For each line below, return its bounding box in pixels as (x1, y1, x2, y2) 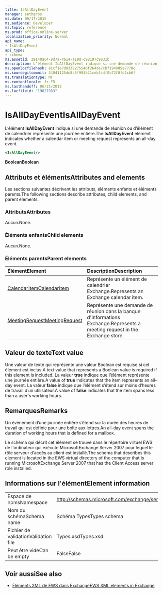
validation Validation (7, 533, 52, 540)
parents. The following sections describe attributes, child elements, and (5, 192, 147, 197)
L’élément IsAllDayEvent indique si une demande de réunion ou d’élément (5, 125, 153, 131)
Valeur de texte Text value (5, 349, 84, 357)
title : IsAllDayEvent (5, 7, 49, 12)
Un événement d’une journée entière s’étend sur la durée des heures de (5, 419, 149, 425)
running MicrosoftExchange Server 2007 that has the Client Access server (5, 460, 154, 466)
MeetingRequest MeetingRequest (7, 317, 82, 324)
